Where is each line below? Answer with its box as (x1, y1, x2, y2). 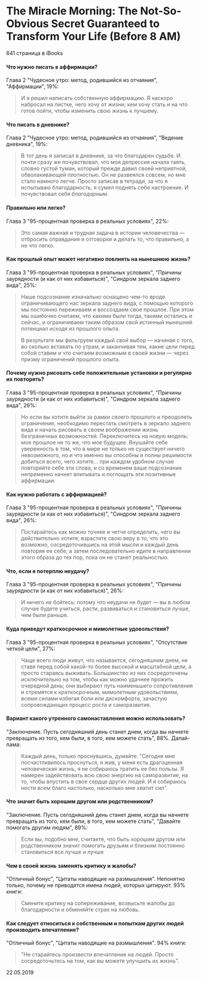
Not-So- (140, 4, 182, 18)
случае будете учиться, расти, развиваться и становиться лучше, (20, 605, 190, 612)
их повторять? (6, 376, 45, 383)
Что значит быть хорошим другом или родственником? (6, 798, 154, 805)
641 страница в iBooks (6, 49, 63, 56)
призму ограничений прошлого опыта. (20, 355, 120, 363)
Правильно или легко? (6, 204, 66, 211)
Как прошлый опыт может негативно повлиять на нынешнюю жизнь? (6, 256, 191, 263)
